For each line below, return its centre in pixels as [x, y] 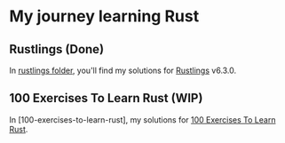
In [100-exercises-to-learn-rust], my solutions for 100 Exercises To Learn [142, 119]
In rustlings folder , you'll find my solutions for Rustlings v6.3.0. [123, 70]
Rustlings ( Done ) [57, 49]
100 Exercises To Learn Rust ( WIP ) [106, 98]
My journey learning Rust [104, 16]
